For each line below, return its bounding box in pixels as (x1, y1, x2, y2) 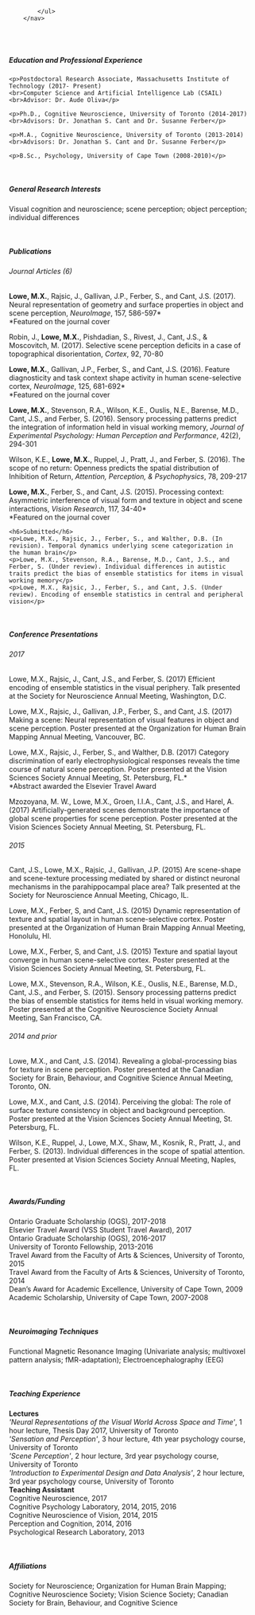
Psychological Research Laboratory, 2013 (8, 1527, 145, 1537)
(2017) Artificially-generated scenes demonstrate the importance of (8, 806, 230, 815)
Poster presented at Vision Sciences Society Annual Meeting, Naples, (8, 1154, 237, 1164)
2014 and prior (8, 1031, 58, 1041)
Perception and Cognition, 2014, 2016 (8, 1519, 132, 1529)
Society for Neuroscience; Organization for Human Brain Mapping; (8, 1582, 227, 1591)
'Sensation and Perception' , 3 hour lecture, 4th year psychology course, (8, 1434, 245, 1444)
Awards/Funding (8, 1197, 66, 1206)
